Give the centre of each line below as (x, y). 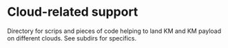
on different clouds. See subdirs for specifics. (72, 38)
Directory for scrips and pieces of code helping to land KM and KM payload (114, 31)
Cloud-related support (73, 12)
